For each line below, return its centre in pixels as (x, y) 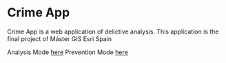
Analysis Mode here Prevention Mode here (68, 52)
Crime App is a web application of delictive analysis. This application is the (113, 32)
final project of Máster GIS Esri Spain (60, 38)
